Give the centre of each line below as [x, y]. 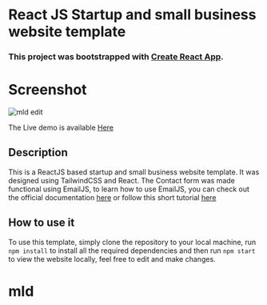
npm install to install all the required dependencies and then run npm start [132, 251]
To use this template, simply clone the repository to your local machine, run [132, 242]
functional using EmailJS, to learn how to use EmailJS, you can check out [129, 189]
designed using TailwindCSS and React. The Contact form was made [122, 180]
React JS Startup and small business [132, 15]
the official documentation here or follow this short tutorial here [112, 197]
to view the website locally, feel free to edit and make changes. [112, 259]
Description [38, 152]
